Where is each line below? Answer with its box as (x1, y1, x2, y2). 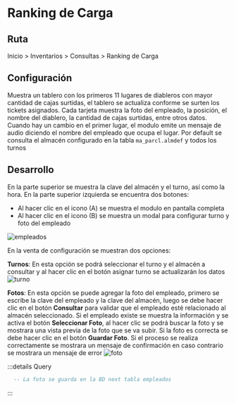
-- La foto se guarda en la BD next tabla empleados (13, 375, 172, 383)
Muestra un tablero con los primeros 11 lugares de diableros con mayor (7, 90, 213, 100)
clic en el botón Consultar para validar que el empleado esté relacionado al (7, 303, 227, 312)
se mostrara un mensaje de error (7, 348, 103, 357)
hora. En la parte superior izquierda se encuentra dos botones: (7, 190, 189, 198)
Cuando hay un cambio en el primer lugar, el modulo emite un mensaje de (7, 121, 222, 129)
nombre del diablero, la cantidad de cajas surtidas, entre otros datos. (7, 113, 208, 121)
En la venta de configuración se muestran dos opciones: (7, 246, 171, 255)
